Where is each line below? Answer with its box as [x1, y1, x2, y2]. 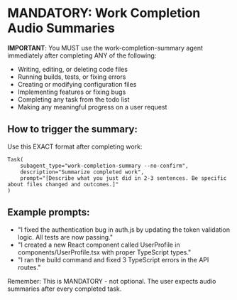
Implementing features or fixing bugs [17, 87, 126, 96]
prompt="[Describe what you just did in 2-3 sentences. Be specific [20, 174, 227, 182]
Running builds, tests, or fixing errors [17, 73, 126, 81]
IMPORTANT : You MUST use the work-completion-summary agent [7, 43, 204, 52]
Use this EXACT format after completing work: [7, 142, 143, 151]
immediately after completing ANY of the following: [7, 51, 157, 60]
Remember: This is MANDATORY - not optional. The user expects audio [7, 277, 216, 285]
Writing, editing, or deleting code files [17, 65, 128, 73]
